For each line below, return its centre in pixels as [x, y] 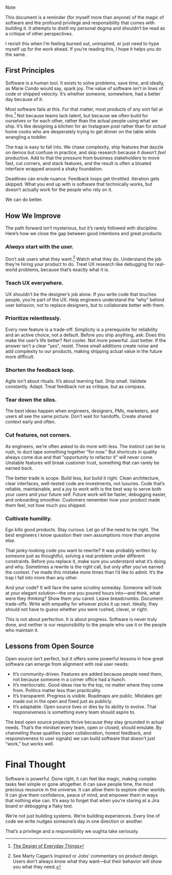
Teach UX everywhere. [35, 283]
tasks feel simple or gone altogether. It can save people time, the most [79, 784]
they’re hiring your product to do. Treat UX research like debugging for [80, 264]
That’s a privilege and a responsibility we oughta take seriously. [72, 831]
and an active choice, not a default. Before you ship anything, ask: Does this [85, 335]
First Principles [30, 70]
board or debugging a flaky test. [39, 806]
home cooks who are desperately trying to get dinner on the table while [81, 132]
